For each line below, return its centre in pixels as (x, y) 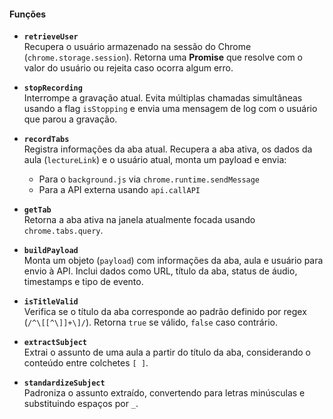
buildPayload (51, 251)
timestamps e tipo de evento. (83, 282)
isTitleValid (51, 302)
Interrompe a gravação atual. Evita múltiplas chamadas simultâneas (163, 98)
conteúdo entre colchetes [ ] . (86, 363)
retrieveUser (51, 37)
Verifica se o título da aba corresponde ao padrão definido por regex (165, 312)
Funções (28, 14)
